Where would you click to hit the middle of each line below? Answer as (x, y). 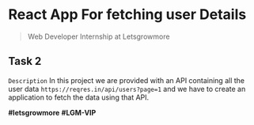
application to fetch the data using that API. (79, 97)
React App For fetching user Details (127, 15)
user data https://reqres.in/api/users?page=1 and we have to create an (127, 89)
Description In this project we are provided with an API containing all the (127, 80)
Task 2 (25, 61)
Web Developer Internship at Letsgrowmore (99, 36)
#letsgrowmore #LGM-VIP (52, 112)
